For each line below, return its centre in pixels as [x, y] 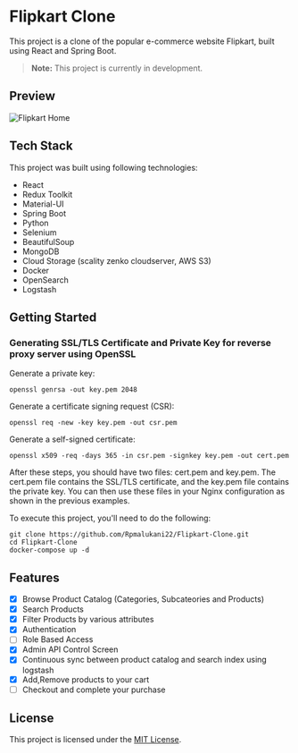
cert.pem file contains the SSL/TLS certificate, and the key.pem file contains [149, 482]
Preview [33, 96]
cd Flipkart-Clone [43, 543]
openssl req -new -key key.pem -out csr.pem [93, 423]
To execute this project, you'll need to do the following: [110, 518]
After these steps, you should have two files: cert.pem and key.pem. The [143, 472]
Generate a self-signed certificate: [72, 439]
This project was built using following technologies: [103, 167]
